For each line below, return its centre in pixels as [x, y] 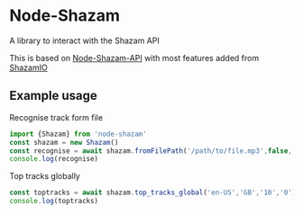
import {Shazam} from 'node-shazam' [78, 134]
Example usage [53, 96]
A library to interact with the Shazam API [84, 40]
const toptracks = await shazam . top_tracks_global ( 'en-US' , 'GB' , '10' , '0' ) [153, 193]
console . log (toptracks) [54, 201]
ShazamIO [28, 67]
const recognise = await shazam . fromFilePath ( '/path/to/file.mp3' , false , [151, 151]
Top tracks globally [45, 176]
